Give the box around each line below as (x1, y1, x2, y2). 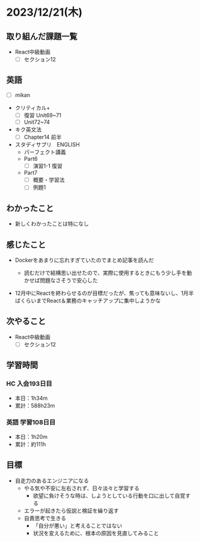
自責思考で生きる (23, 514, 67, 522)
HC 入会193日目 (6, 379, 52, 388)
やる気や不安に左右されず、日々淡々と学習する (23, 484, 140, 492)
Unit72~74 (23, 118, 50, 125)
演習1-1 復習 (32, 163, 63, 170)
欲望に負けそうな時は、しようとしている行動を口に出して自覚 (32, 492, 186, 499)
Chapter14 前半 (23, 133, 62, 141)
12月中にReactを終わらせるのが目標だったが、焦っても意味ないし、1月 (14, 289, 189, 297)
